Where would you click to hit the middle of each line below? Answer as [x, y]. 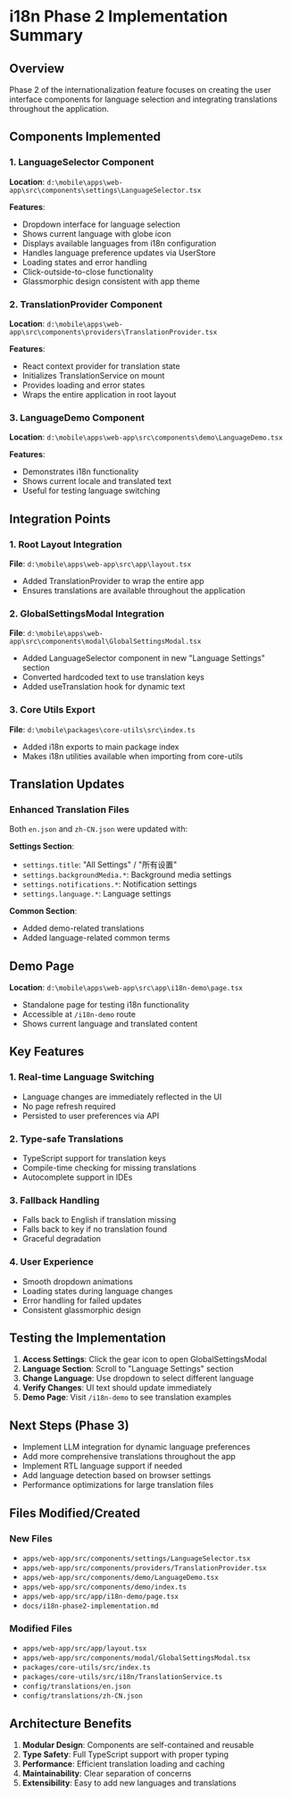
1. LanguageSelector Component [82, 163]
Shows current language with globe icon [96, 233]
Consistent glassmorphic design [81, 1309]
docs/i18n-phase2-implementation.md [90, 1606]
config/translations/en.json [76, 1687]
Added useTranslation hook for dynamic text [104, 687]
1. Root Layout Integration [66, 544]
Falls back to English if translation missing [99, 1220]
